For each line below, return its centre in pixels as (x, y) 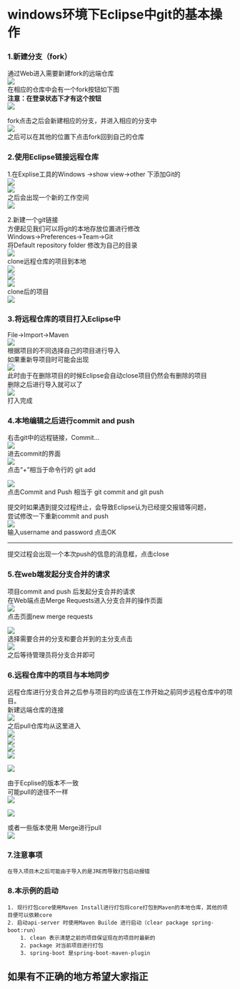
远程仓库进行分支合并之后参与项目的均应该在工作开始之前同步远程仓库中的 (117, 692)
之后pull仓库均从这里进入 (44, 726)
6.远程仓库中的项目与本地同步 (59, 675)
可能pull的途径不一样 (38, 792)
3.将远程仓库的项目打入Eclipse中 (64, 318)
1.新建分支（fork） (40, 56)
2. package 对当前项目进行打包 (62, 945)
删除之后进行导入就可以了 (45, 385)
